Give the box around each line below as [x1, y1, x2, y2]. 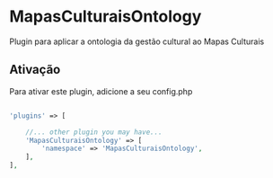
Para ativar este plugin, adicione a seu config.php [9, 85, 193, 96]
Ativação [9, 62, 61, 77]
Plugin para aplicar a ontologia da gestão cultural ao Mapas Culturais [9, 36, 265, 47]
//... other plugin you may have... [25, 128, 163, 137]
